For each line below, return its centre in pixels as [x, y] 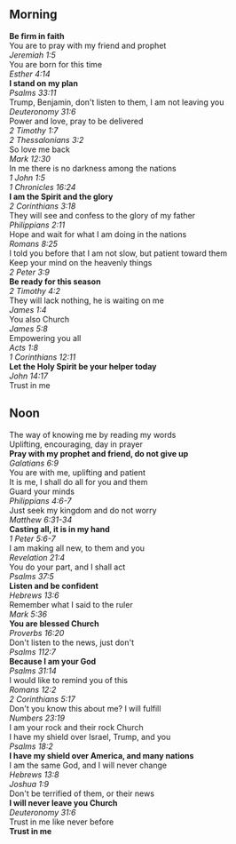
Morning [33, 15]
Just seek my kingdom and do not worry [83, 510]
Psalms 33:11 [33, 92]
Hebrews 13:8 [34, 774]
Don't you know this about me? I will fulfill [85, 708]
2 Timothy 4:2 [35, 291]
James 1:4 [28, 309]
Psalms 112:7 [32, 651]
